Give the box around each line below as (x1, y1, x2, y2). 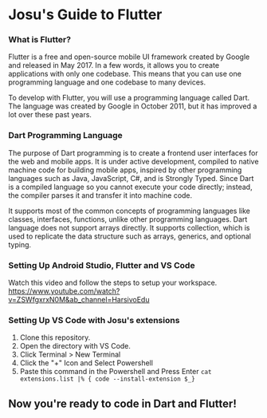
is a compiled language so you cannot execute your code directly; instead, (8, 182, 253, 191)
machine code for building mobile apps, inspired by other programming (8, 165, 242, 175)
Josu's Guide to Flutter (8, 6, 163, 24)
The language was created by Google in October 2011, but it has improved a (8, 101, 257, 111)
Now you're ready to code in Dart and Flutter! (8, 396, 237, 410)
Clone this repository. (19, 333, 91, 342)
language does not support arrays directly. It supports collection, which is (8, 223, 250, 232)
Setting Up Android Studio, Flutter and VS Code (8, 259, 195, 270)
